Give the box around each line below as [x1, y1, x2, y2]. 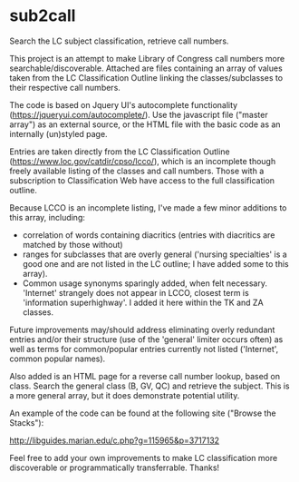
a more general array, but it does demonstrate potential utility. [9, 389, 240, 400]
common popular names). [9, 353, 106, 364]
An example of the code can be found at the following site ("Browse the [9, 408, 276, 418]
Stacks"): [9, 417, 44, 428]
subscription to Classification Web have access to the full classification [9, 174, 275, 186]
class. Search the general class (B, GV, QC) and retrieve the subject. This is [9, 380, 290, 391]
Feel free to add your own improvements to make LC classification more [9, 452, 278, 463]
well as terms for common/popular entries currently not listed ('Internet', [9, 343, 279, 354]
